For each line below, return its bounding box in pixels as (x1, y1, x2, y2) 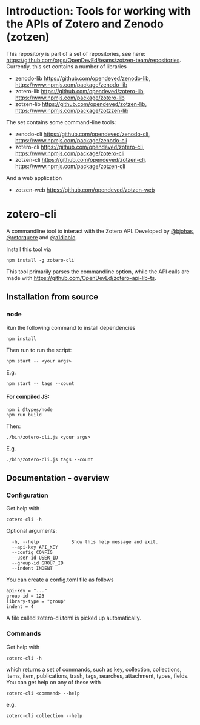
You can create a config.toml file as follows (6, 576, 114, 583)
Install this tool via (6, 246, 52, 253)
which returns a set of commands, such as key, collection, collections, (6, 666, 182, 673)
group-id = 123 (6, 593, 45, 600)
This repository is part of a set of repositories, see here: (6, 50, 145, 57)
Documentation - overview (6, 473, 110, 483)
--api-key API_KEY (12, 544, 59, 550)
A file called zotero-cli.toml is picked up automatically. (6, 614, 141, 622)
